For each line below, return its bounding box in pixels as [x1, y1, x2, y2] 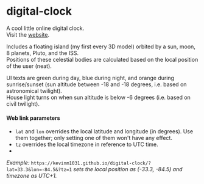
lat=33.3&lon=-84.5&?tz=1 [6, 167, 72, 173]
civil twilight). [6, 100, 40, 108]
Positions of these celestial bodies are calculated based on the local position [6, 56, 199, 63]
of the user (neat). [6, 62, 52, 70]
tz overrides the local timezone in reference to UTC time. [15, 141, 158, 148]
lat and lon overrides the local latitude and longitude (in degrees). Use [15, 128, 194, 135]
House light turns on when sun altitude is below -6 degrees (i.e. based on [6, 94, 191, 101]
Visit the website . [6, 31, 50, 38]
